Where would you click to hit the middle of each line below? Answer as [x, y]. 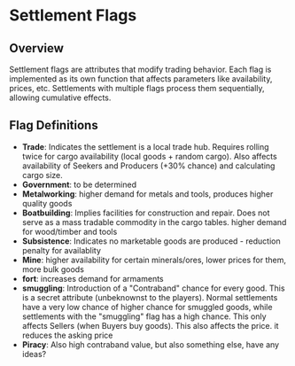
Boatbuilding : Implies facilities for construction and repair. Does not [146, 213]
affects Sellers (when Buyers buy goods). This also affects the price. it [150, 325]
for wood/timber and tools [70, 231]
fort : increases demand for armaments [93, 278]
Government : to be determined [79, 184]
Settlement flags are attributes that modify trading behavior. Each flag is [140, 69]
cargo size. [43, 175]
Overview [37, 48]
